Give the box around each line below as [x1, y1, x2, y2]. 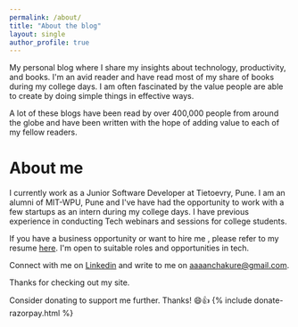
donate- [253, 295, 284, 306]
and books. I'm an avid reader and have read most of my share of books [9, 72, 275, 83]
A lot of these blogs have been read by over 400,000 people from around [9, 108, 279, 119]
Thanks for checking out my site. [9, 277, 130, 288]
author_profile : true [9, 37, 90, 47]
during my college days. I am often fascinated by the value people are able [9, 81, 284, 92]
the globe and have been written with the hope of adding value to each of [9, 118, 279, 128]
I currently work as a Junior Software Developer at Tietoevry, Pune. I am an [9, 188, 286, 199]
